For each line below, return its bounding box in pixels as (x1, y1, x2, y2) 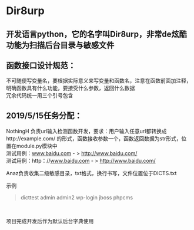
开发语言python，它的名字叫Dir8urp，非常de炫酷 (6, 29, 187, 39)
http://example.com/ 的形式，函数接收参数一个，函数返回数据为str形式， (6, 134, 182, 142)
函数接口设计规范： (6, 60, 76, 70)
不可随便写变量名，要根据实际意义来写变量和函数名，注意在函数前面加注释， (6, 77, 192, 84)
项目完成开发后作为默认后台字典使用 (6, 217, 94, 225)
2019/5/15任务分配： (6, 111, 82, 121)
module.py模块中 (16, 142, 58, 149)
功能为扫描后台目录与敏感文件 (6, 40, 115, 50)
